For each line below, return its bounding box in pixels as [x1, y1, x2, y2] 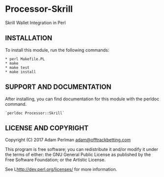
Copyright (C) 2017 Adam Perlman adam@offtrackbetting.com [5, 137, 131, 143]
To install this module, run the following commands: [5, 47, 109, 53]
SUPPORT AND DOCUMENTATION [5, 83, 111, 91]
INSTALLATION [5, 34, 53, 42]
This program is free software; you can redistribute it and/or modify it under [5, 147, 159, 152]
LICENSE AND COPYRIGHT [5, 124, 89, 132]
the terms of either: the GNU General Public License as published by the [5, 151, 151, 158]
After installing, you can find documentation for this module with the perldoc [5, 96, 160, 102]
